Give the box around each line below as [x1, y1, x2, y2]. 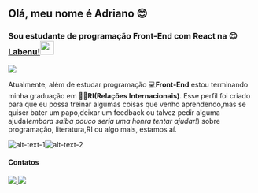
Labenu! [8, 46, 41, 58]
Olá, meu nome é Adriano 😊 [8, 7, 148, 20]
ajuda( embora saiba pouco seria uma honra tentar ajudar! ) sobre [8, 116, 220, 125]
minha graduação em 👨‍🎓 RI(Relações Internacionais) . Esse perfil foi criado [8, 91, 251, 100]
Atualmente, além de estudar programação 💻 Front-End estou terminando [8, 80, 249, 89]
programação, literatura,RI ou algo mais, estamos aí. [8, 124, 177, 134]
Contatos [8, 158, 39, 167]
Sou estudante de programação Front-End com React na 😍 [8, 31, 238, 42]
